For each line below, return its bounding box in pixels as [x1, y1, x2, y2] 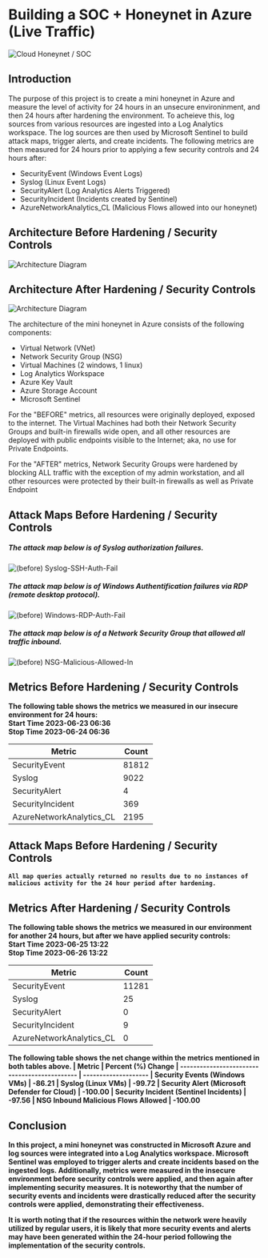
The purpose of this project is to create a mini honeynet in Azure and [8, 94, 235, 103]
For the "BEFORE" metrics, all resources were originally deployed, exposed [8, 410, 255, 419]
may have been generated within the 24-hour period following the [8, 1232, 232, 1241]
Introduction [8, 72, 72, 86]
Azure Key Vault [19, 378, 74, 387]
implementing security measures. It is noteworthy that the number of [8, 1182, 243, 1192]
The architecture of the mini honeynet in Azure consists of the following [8, 319, 245, 329]
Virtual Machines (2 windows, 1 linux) [19, 360, 143, 370]
